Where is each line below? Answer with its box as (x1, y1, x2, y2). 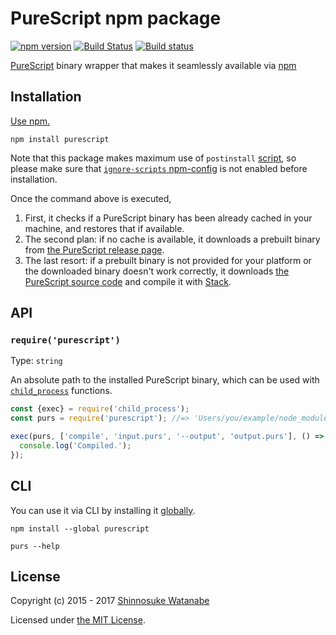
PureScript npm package (10, 7, 222, 30)
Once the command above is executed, (10, 192, 172, 204)
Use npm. (10, 115, 51, 127)
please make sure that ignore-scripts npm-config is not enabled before (10, 162, 308, 174)
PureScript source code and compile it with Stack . (24, 275, 232, 287)
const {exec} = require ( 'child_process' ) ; (10, 404, 190, 414)
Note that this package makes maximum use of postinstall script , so (10, 152, 297, 164)
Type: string (10, 355, 63, 367)
